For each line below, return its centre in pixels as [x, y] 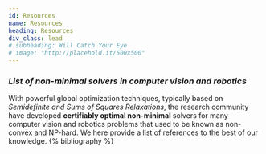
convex [20, 132]
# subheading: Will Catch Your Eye [68, 46]
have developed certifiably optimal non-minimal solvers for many [119, 115]
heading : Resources [41, 30]
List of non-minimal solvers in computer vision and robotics [127, 81]
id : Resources [32, 16]
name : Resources [35, 23]
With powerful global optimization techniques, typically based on [116, 99]
